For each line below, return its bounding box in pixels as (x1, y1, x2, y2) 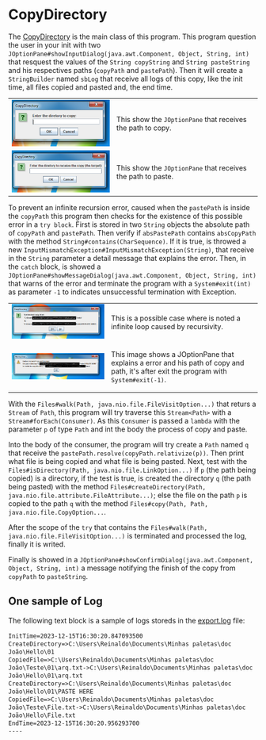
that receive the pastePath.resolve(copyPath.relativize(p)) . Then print (8, 448, 245, 458)
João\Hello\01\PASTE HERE (8, 688, 93, 696)
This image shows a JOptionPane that (110, 349, 234, 358)
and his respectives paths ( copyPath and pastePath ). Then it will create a (8, 65, 244, 75)
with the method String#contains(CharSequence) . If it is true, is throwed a (8, 236, 247, 246)
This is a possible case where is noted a (110, 313, 241, 323)
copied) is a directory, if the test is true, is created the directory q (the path (8, 474, 252, 483)
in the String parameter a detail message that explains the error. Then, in (8, 253, 247, 263)
